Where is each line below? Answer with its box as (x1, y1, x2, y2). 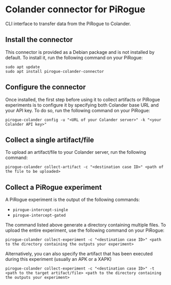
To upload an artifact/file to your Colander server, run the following (5, 149, 146, 155)
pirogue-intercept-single (12, 208, 68, 213)
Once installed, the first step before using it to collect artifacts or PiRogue (5, 96, 160, 103)
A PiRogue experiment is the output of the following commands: (5, 196, 140, 203)
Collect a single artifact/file (5, 135, 94, 144)
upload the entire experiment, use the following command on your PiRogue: (5, 227, 165, 234)
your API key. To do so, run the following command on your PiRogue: (5, 107, 150, 113)
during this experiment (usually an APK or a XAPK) (5, 256, 112, 262)
